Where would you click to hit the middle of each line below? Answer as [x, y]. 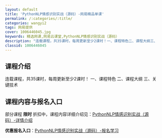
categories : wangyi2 [26, 23]
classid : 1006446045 [26, 46]
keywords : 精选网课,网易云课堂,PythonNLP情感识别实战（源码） [62, 37]
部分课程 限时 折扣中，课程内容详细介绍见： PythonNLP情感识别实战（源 [77, 114]
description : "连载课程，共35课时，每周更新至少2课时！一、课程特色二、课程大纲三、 [81, 41]
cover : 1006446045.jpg [28, 32]
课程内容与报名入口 [34, 101]
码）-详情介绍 [19, 120]
